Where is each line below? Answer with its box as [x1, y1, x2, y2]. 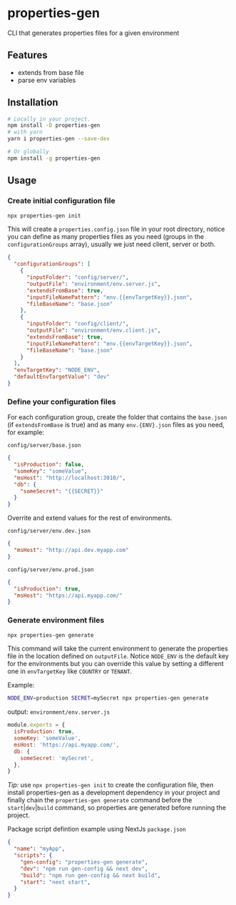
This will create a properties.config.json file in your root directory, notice [7, 225, 225, 233]
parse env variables [17, 76, 76, 84]
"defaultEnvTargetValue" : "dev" [14, 373, 111, 381]
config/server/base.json [7, 442, 81, 449]
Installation [7, 96, 58, 108]
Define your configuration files [7, 397, 116, 407]
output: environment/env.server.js [7, 707, 111, 716]
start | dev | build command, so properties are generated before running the [7, 804, 227, 812]
